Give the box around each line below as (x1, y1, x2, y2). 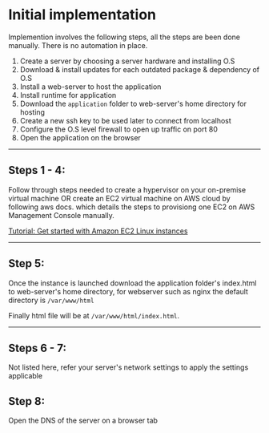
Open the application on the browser (19, 132, 142, 142)
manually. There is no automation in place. (8, 40, 148, 50)
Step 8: (8, 395, 46, 408)
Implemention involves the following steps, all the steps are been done (8, 32, 240, 42)
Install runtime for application (19, 90, 117, 99)
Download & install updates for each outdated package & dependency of (19, 64, 260, 74)
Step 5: (8, 257, 46, 270)
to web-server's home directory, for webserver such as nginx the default (8, 286, 248, 296)
